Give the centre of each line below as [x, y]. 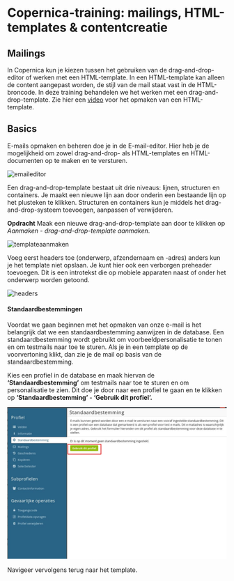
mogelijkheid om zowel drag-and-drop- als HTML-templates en [98, 153]
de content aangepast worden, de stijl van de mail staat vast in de [101, 85]
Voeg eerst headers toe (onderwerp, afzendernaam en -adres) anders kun [114, 257]
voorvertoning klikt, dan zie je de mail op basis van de [85, 355]
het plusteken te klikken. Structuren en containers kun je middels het [106, 202]
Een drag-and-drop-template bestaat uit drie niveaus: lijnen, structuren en [114, 187]
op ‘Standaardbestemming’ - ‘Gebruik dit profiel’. [80, 398]
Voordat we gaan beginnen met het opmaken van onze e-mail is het [104, 325]
